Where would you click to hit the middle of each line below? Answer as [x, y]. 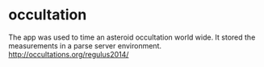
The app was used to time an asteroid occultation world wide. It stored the [132, 37]
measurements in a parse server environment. [85, 45]
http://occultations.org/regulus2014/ [69, 54]
